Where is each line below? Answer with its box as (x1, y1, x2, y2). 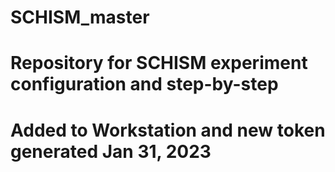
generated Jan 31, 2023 (10, 140, 212, 163)
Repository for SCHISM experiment (10, 52, 308, 75)
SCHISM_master (10, 6, 150, 29)
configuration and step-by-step (10, 73, 279, 96)
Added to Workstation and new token (10, 119, 326, 141)
